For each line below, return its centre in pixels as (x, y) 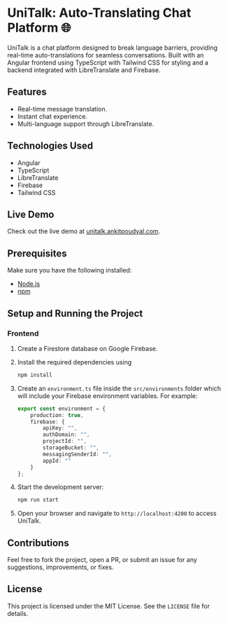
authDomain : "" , (66, 435)
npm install (35, 375)
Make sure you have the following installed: (70, 271)
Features (27, 92)
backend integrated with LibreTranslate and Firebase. (84, 70)
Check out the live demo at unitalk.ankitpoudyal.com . (84, 231)
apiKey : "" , (60, 428)
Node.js (29, 284)
